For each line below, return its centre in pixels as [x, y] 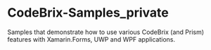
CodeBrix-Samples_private [88, 13]
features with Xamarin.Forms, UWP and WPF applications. [91, 39]
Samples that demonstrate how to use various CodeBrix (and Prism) [106, 32]
